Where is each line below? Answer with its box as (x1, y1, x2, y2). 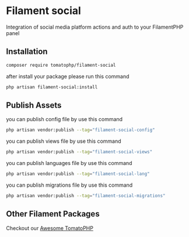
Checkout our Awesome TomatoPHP (6, 224, 93, 232)
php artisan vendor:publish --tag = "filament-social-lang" (6, 171, 150, 177)
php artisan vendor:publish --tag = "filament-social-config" (6, 127, 156, 133)
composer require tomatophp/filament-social (6, 62, 116, 68)
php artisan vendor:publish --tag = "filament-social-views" (6, 149, 153, 155)
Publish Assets (6, 100, 62, 110)
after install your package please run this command (6, 73, 129, 80)
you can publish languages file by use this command (6, 160, 132, 167)
